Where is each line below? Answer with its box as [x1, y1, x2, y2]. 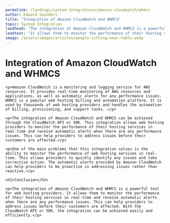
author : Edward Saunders [5, 12, 58, 17]
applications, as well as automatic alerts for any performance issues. [5, 93, 162, 98]
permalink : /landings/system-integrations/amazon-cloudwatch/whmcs [5, 7, 151, 13]
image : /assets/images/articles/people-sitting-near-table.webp [5, 36, 144, 41]
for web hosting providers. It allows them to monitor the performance [5, 190, 159, 196]
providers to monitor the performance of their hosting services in [5, 124, 153, 129]
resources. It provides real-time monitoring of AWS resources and [5, 89, 151, 94]
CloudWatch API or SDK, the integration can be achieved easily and [5, 208, 153, 213]
